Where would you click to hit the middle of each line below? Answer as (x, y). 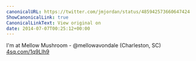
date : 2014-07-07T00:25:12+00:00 (48, 28)
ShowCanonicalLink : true (37, 17)
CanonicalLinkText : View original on (54, 23)
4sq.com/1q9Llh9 (28, 52)
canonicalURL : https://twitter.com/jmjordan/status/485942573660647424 (98, 12)
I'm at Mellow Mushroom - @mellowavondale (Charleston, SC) (84, 45)
